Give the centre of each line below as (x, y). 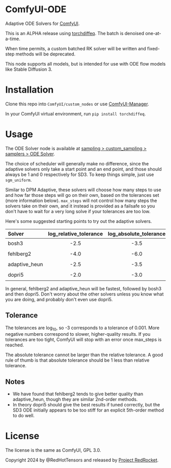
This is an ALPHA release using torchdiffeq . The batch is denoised (75, 33)
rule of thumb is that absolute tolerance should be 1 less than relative (77, 360)
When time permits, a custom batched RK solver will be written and (76, 48)
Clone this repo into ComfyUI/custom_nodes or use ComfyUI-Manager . (77, 104)
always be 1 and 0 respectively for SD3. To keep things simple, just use (80, 174)
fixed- (154, 48)
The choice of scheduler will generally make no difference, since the (77, 163)
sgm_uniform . (19, 180)
